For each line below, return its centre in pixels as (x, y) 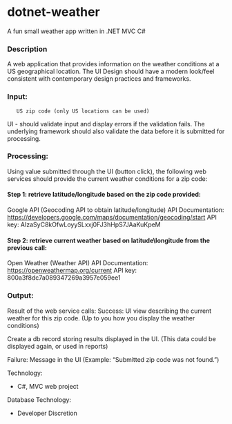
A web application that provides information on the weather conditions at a (113, 64)
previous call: (27, 248)
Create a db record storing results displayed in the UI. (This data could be (112, 338)
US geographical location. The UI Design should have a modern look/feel (111, 71)
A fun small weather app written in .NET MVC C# (77, 31)
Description (27, 49)
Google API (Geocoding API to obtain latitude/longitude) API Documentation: (116, 210)
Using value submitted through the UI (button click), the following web (107, 171)
